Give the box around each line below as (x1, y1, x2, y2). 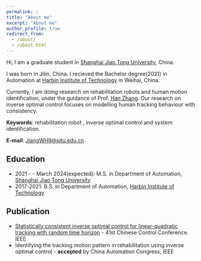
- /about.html (11, 43, 47, 48)
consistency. (6, 107, 38, 114)
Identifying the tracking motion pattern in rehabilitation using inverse (14, 241, 184, 248)
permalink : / (6, 8, 39, 15)
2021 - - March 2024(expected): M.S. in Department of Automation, (14, 170, 182, 177)
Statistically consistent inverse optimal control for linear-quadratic (14, 222, 178, 229)
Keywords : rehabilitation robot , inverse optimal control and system (6, 119, 173, 126)
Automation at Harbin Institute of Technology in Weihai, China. (6, 76, 160, 84)
